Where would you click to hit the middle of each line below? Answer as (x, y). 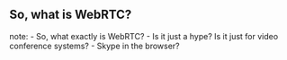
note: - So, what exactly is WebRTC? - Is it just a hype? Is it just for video (144, 36)
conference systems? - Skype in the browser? (94, 46)
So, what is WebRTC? (71, 15)
